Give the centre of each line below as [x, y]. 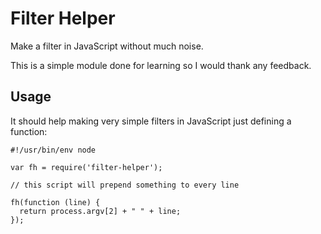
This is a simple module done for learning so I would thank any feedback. [161, 65]
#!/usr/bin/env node [53, 150]
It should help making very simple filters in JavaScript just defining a [151, 121]
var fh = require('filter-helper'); [86, 167]
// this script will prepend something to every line [125, 185]
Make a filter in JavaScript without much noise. [107, 46]
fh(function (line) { [55, 202]
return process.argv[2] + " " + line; [100, 211]
